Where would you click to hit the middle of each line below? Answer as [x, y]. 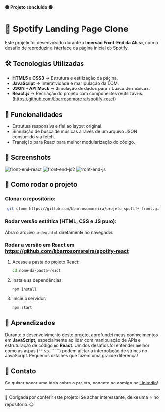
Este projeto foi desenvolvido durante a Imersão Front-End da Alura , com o [82, 42]
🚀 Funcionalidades [34, 114]
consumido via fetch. [33, 137]
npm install [24, 289]
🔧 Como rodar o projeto [41, 185]
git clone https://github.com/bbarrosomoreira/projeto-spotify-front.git [84, 209]
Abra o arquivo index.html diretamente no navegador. [59, 232]
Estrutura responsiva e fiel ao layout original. [57, 126]
